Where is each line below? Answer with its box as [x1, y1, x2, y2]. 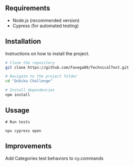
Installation [5, 37, 41, 46]
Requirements [5, 4, 50, 13]
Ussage [5, 106, 30, 115]
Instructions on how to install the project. [5, 50, 90, 57]
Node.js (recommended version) [12, 17, 80, 23]
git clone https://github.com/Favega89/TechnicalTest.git [5, 65, 129, 70]
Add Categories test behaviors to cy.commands [5, 155, 104, 161]
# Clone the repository [5, 60, 55, 65]
